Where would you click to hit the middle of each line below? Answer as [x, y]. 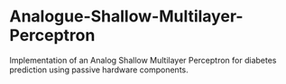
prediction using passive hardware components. [99, 70]
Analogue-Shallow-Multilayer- [126, 17]
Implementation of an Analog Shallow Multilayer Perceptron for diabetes [143, 60]
